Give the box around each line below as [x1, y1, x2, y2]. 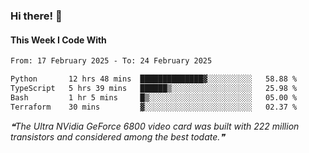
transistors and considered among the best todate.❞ [10, 130, 225, 143]
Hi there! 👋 [10, 9, 63, 23]
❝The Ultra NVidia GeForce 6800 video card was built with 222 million [10, 120, 300, 132]
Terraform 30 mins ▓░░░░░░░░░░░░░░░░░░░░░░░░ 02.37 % [10, 102, 298, 112]
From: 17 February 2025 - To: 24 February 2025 [10, 56, 213, 66]
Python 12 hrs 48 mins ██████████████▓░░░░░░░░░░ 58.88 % [10, 74, 298, 84]
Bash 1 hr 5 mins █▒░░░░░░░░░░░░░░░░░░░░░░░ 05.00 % [10, 92, 298, 103]
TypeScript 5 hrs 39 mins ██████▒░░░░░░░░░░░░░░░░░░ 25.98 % [10, 83, 298, 93]
